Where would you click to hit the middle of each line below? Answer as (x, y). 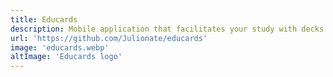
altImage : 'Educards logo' (66, 57)
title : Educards (44, 19)
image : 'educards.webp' (60, 47)
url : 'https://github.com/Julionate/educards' (109, 38)
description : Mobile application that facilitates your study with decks (167, 29)
